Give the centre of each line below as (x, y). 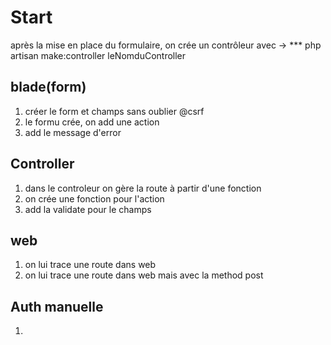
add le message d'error (73, 132)
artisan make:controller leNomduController (98, 55)
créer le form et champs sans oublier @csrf (114, 111)
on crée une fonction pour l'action (94, 198)
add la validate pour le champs (88, 209)
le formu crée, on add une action (92, 122)
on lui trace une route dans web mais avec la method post (144, 275)
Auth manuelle (57, 306)
